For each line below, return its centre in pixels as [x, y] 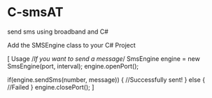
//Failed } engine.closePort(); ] [51, 87]
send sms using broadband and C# [58, 31]
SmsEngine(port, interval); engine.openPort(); [73, 66]
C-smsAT [35, 12]
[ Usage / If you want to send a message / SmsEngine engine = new [104, 58]
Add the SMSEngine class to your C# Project [72, 45]
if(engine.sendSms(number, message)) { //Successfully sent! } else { [106, 79]
